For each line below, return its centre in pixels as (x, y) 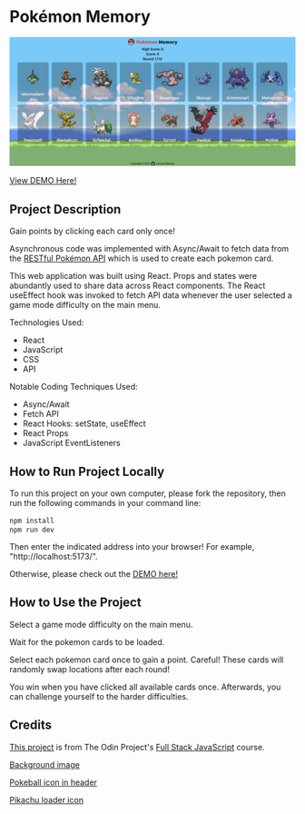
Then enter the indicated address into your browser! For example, (132, 546)
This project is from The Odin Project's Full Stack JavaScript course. (137, 747)
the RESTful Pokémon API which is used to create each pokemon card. (142, 258)
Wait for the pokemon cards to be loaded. (87, 641)
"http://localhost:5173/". (54, 556)
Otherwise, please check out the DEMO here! (94, 573)
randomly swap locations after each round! (90, 669)
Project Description (65, 209)
